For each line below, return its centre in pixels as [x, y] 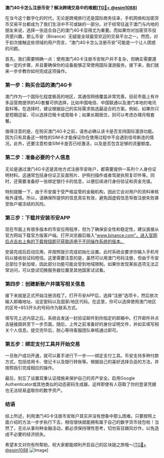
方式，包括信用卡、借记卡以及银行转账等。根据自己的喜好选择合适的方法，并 [82, 362]
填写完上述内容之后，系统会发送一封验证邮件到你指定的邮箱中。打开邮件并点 [82, 318]
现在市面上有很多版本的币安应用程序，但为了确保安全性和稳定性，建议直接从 [82, 229]
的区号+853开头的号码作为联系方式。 [42, 308]
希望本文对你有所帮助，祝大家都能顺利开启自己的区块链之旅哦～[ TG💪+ [76, 444]
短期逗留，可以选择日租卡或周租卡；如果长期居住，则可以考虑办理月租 [80, 115]
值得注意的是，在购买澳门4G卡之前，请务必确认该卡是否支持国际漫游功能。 [81, 131]
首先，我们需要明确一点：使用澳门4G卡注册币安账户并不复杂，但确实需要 [79, 59]
